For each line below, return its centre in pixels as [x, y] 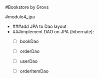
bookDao [29, 41]
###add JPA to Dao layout [39, 26]
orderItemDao [34, 71]
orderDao [30, 51]
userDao [29, 61]
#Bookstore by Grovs [27, 7]
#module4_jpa [20, 17]
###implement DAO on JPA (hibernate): [53, 32]
